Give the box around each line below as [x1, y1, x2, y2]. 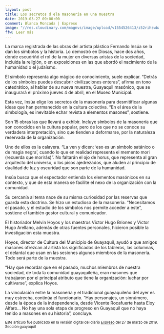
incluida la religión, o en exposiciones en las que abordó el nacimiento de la [5, 59, 157, 65]
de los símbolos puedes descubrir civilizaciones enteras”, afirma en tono [5, 79, 151, 85]
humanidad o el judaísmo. [5, 64, 57, 70]
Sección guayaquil [5, 324, 36, 329]
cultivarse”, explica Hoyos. [5, 280, 59, 286]
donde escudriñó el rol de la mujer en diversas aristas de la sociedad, [5, 54, 145, 59]
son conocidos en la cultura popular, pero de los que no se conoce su [5, 124, 145, 130]
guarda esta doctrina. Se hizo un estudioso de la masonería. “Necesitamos [5, 200, 155, 205]
